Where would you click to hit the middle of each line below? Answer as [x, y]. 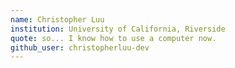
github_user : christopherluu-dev [80, 47]
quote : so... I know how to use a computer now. [113, 38]
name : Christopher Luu [57, 19]
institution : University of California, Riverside [118, 29]
